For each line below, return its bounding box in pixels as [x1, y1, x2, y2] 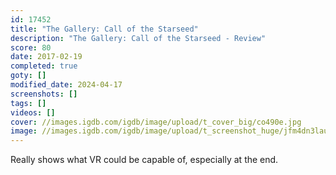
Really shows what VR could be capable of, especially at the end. [10, 154, 279, 166]
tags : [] [10, 98, 47, 108]
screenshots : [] [10, 89, 78, 99]
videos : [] [10, 107, 56, 118]
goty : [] [10, 71, 47, 81]
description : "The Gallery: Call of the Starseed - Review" [10, 33, 267, 43]
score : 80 [10, 42, 52, 53]
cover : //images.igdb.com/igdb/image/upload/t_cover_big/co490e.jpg [10, 117, 302, 127]
